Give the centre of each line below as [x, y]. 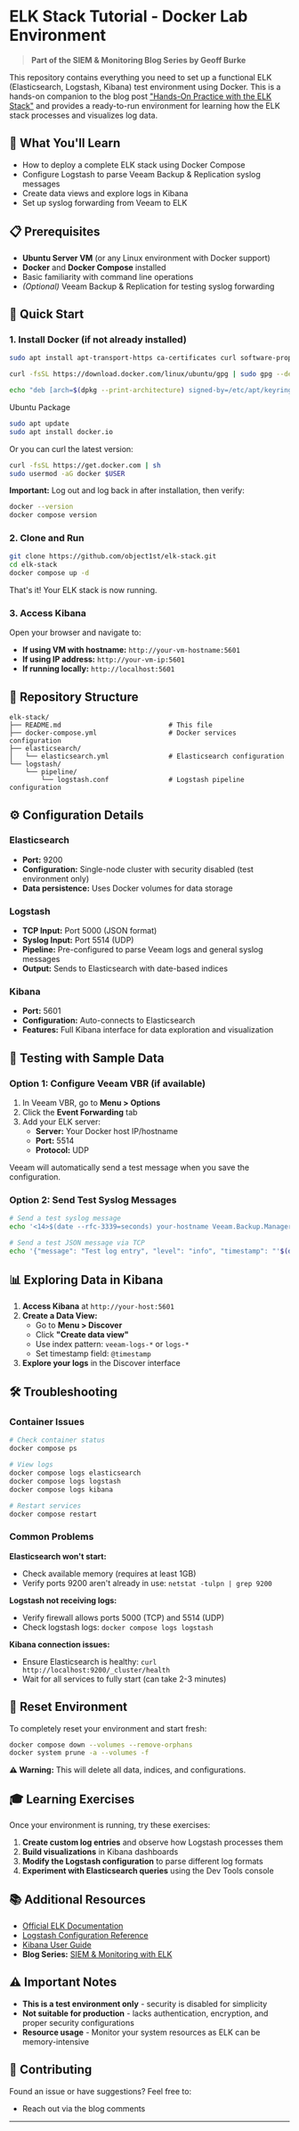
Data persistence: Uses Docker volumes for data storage [127, 888]
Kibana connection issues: [60, 1644]
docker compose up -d [49, 573]
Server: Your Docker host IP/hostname [106, 1131]
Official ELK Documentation [73, 1925]
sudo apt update [39, 424]
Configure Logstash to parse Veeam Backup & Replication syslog [141, 174]
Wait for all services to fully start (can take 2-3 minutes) [124, 1679]
